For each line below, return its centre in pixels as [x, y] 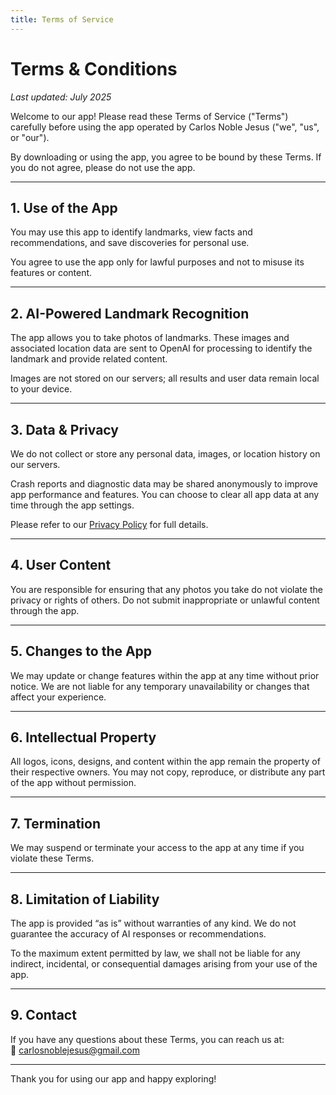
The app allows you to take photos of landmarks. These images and [150, 338]
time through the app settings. [72, 505]
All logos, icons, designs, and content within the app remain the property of [165, 762]
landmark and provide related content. [89, 359]
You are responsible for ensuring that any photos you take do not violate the [166, 589]
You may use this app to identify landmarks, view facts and [131, 232]
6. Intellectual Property [83, 737]
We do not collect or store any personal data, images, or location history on [165, 454]
